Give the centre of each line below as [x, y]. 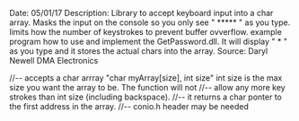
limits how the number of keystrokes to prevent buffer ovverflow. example [146, 32]
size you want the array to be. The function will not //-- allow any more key [147, 87]
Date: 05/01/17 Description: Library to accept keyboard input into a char [141, 13]
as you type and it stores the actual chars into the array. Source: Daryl [139, 51]
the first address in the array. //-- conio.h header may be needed [129, 106]
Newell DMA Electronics [54, 60]
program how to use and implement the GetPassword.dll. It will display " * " [148, 41]
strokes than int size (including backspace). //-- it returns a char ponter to [146, 97]
